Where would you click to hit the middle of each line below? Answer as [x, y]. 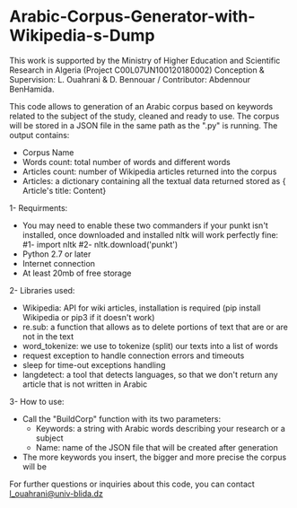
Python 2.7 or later [57, 254]
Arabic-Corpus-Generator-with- [132, 17]
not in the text [48, 336]
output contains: [39, 135]
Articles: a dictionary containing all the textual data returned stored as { [154, 180]
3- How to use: [37, 401]
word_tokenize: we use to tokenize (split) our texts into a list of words [150, 346]
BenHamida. [32, 89]
